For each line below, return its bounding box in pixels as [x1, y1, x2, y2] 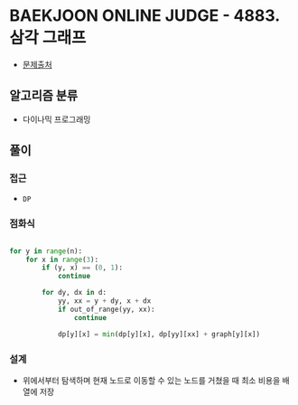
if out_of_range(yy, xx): [57, 305, 155, 314]
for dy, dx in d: [42, 288, 107, 297]
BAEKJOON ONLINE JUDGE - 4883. [9, 5, 280, 26]
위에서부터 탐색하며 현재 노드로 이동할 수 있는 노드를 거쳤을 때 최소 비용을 [22, 374, 281, 385]
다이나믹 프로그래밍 [22, 114, 91, 125]
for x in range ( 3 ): [25, 255, 99, 264]
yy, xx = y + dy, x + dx [57, 297, 152, 306]
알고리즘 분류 [9, 88, 79, 104]
